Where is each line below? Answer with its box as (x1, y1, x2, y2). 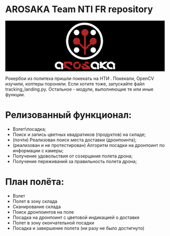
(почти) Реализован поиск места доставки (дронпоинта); (12, 137, 137, 143)
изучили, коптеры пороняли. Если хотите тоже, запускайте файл (5, 81, 145, 87)
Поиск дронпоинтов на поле (12, 209, 74, 215)
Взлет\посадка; (12, 126, 47, 132)
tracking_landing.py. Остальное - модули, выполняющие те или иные (5, 86, 154, 92)
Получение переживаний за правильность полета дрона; (12, 158, 137, 164)
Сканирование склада (12, 204, 61, 210)
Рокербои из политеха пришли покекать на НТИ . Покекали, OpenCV (5, 75, 154, 82)
